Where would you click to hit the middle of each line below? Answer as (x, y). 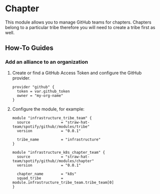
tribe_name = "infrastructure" (59, 139)
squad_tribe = (40, 178)
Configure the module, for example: (48, 109)
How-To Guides (29, 48)
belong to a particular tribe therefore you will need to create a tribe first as (80, 27)
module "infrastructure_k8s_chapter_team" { (59, 152)
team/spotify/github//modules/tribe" (51, 126)
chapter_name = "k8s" (47, 174)
